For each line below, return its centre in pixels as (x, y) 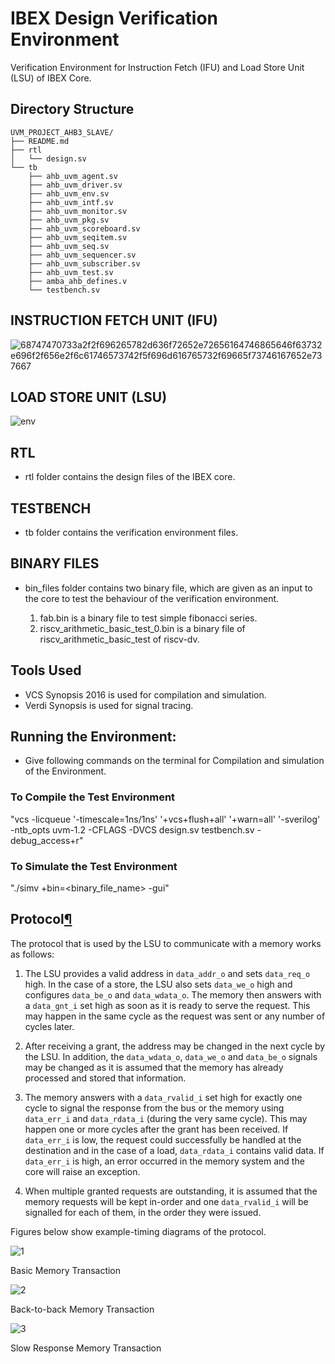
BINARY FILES (55, 563)
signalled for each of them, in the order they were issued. (143, 1212)
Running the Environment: (93, 737)
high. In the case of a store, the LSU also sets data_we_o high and (158, 984)
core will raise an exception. (82, 1171)
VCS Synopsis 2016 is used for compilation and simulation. (145, 694)
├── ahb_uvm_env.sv (69, 193)
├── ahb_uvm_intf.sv (71, 202)
